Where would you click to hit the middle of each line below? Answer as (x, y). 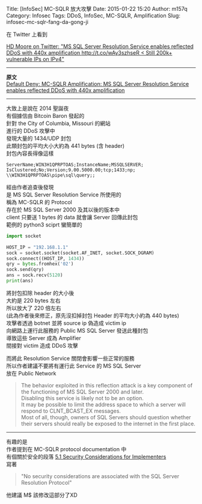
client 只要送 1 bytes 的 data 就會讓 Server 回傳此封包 (72, 217)
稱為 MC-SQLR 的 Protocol (39, 202)
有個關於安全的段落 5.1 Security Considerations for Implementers (86, 457)
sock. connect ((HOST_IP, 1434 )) (45, 258)
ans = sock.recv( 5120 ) (35, 275)
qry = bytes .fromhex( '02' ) (40, 264)
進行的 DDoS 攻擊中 (31, 131)
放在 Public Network (31, 373)
